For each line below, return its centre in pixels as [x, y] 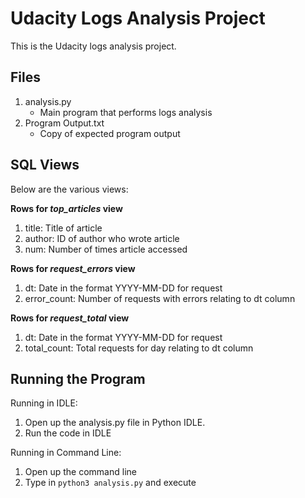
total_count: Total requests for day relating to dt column [139, 348]
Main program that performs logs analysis [126, 112]
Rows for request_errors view [73, 268]
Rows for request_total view [70, 318]
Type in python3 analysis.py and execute [110, 483]
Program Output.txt [64, 123]
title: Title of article [63, 228]
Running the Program [78, 378]
